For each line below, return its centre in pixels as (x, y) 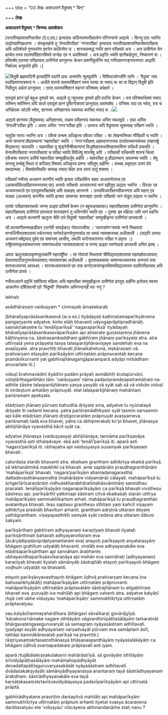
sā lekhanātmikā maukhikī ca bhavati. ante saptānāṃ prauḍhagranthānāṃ (81, 467)
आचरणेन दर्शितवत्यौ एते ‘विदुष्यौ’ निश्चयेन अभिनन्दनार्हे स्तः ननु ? (55, 287)
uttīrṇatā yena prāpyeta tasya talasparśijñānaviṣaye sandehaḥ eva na (76, 343)
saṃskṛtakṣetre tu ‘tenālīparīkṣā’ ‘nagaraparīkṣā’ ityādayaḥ (66, 327)
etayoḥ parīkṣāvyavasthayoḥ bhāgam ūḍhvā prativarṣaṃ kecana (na (76, 577)
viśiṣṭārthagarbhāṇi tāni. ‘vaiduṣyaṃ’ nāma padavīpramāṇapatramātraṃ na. (83, 379)
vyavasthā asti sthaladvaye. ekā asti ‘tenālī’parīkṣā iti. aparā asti (71, 441)
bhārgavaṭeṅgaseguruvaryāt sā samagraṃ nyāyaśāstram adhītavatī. (75, 624)
